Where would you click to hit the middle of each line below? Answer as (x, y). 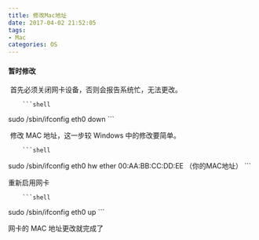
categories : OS (33, 45)
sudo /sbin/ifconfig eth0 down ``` (61, 120)
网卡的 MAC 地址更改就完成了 (56, 228)
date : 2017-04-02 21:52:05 (52, 23)
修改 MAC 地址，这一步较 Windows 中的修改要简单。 (95, 135)
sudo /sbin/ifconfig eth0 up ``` (57, 212)
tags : (17, 30)
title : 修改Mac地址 (38, 15)
